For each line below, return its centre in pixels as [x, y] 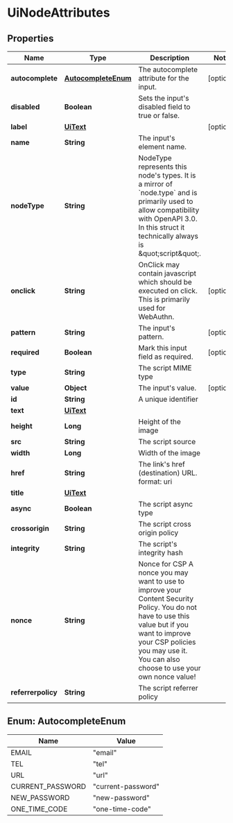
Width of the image [170, 453]
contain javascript [167, 273]
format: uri [155, 482]
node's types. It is [167, 175]
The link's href [162, 464]
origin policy [158, 533]
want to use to [162, 581]
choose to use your [170, 668]
